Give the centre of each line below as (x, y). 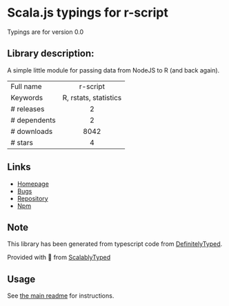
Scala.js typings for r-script (88, 13)
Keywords (27, 97)
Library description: (51, 54)
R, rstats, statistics (92, 97)
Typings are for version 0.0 (46, 32)
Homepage (33, 184)
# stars (22, 142)
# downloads (32, 131)
